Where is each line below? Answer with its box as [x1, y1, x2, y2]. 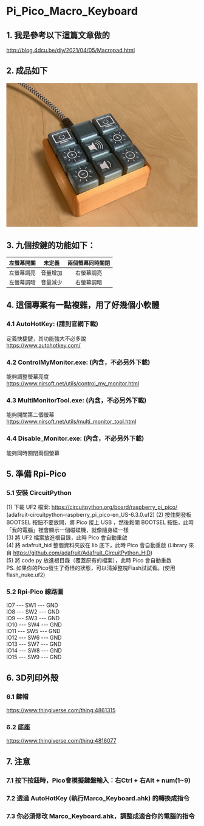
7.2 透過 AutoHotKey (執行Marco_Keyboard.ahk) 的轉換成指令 [6, 794, 190, 802]
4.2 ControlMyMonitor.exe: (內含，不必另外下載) [6, 358, 151, 366]
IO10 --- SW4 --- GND [6, 621, 62, 628]
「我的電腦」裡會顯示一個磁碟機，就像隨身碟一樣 [6, 527, 129, 534]
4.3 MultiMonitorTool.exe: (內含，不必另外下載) [6, 396, 147, 404]
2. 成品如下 [6, 66, 48, 76]
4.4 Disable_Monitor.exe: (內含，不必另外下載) [6, 434, 144, 443]
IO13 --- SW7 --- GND [6, 640, 62, 648]
